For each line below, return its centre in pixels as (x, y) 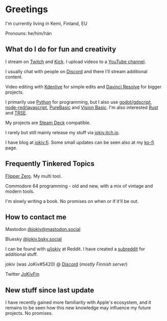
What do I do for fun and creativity (61, 49)
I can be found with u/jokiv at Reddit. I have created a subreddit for (75, 249)
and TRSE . (16, 112)
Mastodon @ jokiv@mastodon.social (43, 229)
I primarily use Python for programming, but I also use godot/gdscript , (79, 102)
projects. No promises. (29, 313)
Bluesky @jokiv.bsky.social (34, 239)
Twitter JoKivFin (22, 274)
